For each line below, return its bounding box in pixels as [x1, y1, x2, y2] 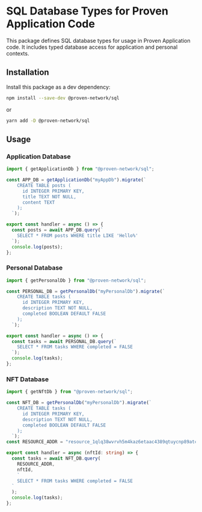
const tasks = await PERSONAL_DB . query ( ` [11, 338, 117, 344]
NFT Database [6, 375, 49, 384]
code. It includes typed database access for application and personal [6, 43, 178, 51]
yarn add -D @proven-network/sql [6, 118, 90, 124]
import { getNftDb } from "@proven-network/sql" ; [6, 389, 133, 395]
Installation [6, 68, 49, 78]
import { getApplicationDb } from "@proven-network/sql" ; [6, 166, 155, 172]
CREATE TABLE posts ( [17, 182, 71, 188]
